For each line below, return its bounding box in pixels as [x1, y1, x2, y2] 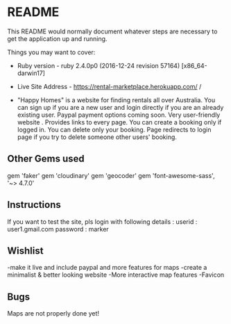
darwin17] [17, 69, 45, 77]
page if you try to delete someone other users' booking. [17, 133, 177, 141]
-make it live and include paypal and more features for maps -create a [7, 264, 207, 272]
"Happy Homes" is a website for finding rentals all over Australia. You [17, 95, 216, 104]
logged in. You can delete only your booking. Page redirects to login [17, 125, 212, 133]
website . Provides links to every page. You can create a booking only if [17, 118, 222, 126]
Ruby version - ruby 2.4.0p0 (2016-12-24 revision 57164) [17, 61, 180, 70]
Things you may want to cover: [7, 48, 96, 56]
